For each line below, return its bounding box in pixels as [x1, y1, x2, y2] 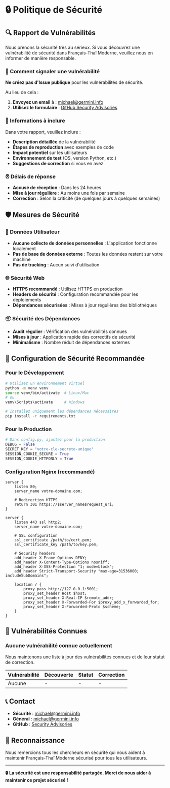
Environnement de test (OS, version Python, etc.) [12, 155, 117, 161]
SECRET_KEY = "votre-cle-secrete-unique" [5, 447, 94, 452]
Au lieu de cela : [5, 89, 39, 96]
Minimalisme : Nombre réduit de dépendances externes [12, 339, 130, 346]
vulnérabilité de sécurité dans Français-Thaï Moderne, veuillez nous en [5, 50, 153, 56]
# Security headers [14, 551, 56, 556]
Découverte [44, 671, 73, 678]
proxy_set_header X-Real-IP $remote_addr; [23, 595, 114, 600]
